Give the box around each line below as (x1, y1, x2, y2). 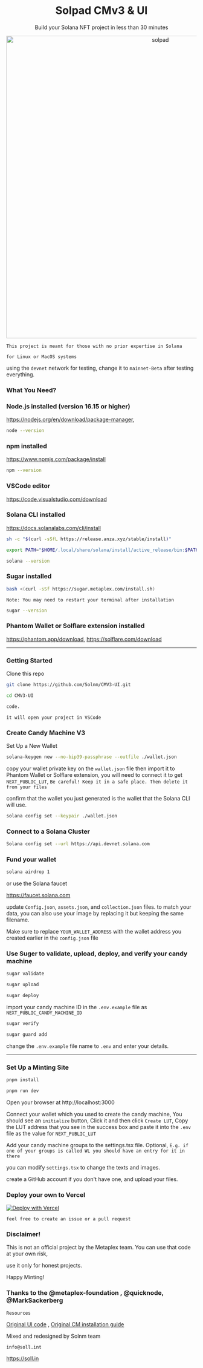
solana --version (6, 558, 50, 564)
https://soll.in (6, 1355, 39, 1362)
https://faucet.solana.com (6, 892, 71, 899)
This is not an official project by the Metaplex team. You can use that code (6, 1244, 192, 1251)
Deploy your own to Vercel (6, 1190, 86, 1199)
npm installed (6, 442, 47, 450)
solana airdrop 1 (6, 869, 50, 875)
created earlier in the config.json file (6, 934, 98, 941)
